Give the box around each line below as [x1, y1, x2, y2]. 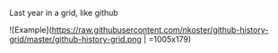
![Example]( [9, 25, 52, 34]
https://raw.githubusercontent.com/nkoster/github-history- [51, 25, 269, 34]
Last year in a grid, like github [9, 8, 118, 18]
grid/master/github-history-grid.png [9, 34, 142, 44]
